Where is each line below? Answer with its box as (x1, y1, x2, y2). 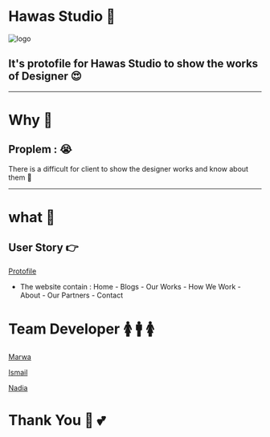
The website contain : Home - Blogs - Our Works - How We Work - (19, 281, 241, 291)
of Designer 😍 (8, 70, 82, 83)
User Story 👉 (8, 241, 79, 255)
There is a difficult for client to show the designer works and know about (8, 164, 249, 173)
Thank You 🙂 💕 (8, 411, 106, 429)
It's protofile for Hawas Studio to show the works (8, 57, 259, 71)
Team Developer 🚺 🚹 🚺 (8, 320, 155, 338)
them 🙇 (8, 172, 32, 182)
